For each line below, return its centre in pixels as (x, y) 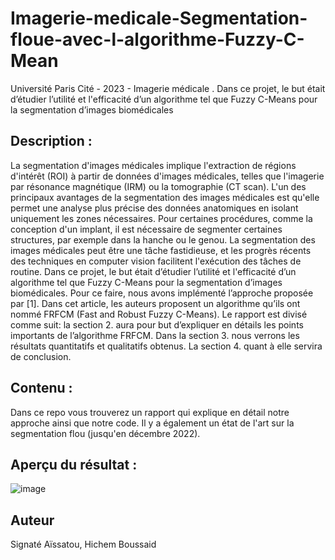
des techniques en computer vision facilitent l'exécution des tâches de (156, 261)
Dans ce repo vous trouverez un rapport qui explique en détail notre (150, 412)
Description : (51, 141)
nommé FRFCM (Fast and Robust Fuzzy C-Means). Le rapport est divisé (159, 314)
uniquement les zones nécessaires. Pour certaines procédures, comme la (161, 218)
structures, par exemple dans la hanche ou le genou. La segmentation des (163, 239)
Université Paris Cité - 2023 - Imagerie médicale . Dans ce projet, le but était (168, 88)
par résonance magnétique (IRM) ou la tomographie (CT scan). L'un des (158, 186)
